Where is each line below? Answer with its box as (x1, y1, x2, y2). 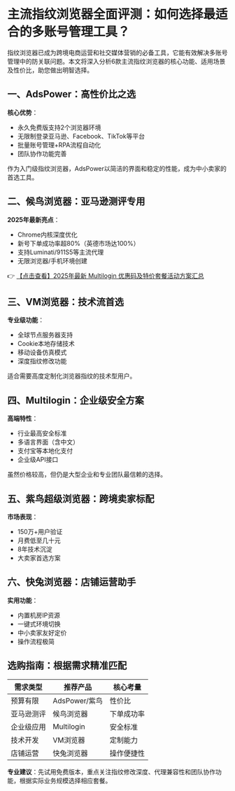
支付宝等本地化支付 (17, 447, 73, 455)
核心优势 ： (7, 108, 38, 116)
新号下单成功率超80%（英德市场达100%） (17, 239, 140, 247)
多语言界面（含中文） (17, 438, 79, 447)
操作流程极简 (17, 637, 55, 645)
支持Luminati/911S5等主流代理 (17, 248, 104, 256)
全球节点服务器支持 (17, 330, 73, 339)
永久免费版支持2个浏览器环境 (17, 123, 101, 132)
